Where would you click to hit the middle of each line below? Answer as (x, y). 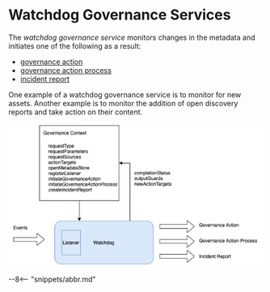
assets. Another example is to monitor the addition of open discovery (123, 103)
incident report (45, 79)
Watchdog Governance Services (120, 15)
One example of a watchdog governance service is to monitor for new (125, 94)
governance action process (65, 70)
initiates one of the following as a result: (75, 45)
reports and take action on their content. (76, 112)
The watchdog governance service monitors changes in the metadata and (132, 37)
